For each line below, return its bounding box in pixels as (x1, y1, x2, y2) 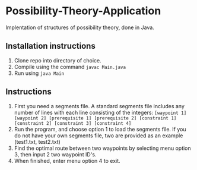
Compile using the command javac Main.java (14, 63, 126, 70)
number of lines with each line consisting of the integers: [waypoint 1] (14, 109, 187, 116)
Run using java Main (14, 70, 65, 77)
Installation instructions (5, 41, 96, 51)
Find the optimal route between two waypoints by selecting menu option (14, 144, 191, 152)
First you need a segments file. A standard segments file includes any (14, 102, 185, 109)
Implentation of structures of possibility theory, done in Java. (5, 24, 155, 31)
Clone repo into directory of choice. (14, 56, 101, 64)
